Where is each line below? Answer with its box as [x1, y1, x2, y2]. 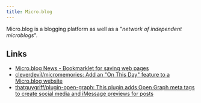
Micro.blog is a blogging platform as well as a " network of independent [6, 25, 182, 32]
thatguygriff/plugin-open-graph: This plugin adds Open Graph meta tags [14, 84, 195, 91]
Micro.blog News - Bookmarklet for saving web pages [14, 65, 149, 72]
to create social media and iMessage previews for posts [14, 90, 154, 98]
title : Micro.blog [6, 8, 52, 15]
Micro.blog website [14, 77, 63, 84]
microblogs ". [6, 31, 38, 39]
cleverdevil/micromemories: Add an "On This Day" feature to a [14, 71, 170, 78]
